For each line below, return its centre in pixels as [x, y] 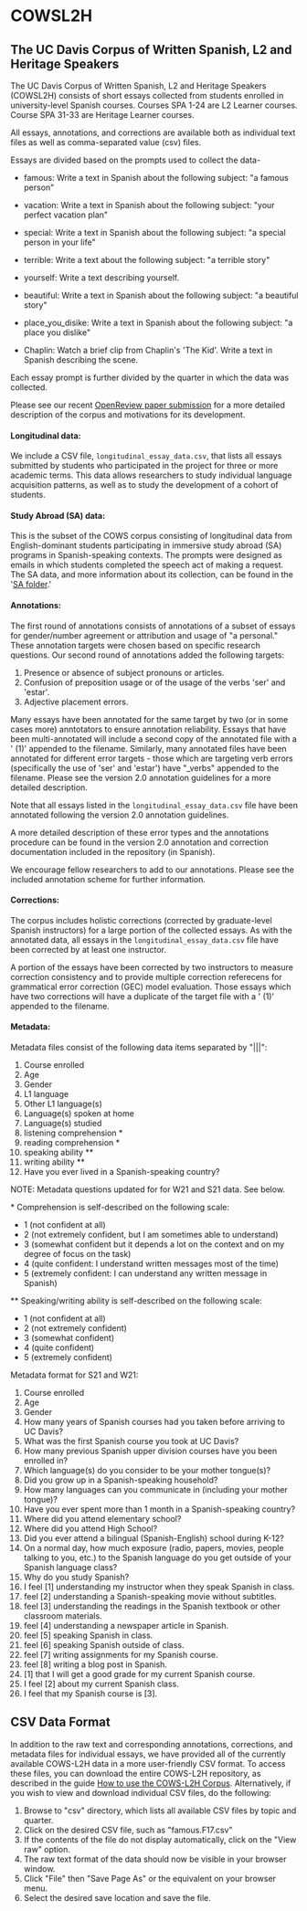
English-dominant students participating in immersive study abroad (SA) [146, 545]
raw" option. [47, 1849]
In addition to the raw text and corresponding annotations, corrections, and [152, 1744]
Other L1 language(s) [63, 1104]
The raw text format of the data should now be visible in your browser [155, 1859]
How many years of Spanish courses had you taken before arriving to [154, 1422]
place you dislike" [57, 333]
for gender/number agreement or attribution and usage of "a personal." [144, 635]
